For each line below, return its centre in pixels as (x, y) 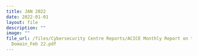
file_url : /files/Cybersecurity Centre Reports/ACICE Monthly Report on (97, 38)
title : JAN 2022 (26, 11)
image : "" (18, 33)
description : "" (26, 28)
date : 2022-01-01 (27, 17)
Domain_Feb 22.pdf (34, 44)
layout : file (22, 22)
